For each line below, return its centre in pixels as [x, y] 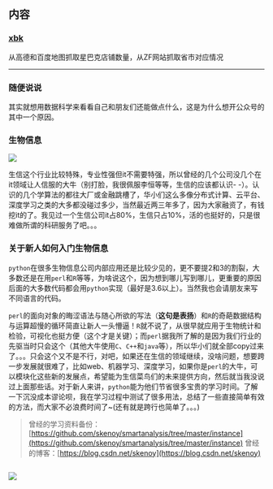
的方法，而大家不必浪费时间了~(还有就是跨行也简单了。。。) [104, 407]
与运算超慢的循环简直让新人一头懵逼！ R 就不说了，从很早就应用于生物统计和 [135, 325]
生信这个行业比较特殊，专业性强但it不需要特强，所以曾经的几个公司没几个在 [135, 175]
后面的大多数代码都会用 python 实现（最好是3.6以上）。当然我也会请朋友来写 [133, 288]
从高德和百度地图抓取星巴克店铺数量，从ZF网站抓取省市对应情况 [116, 57]
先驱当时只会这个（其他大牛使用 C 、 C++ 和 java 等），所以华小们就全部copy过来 [136, 346]
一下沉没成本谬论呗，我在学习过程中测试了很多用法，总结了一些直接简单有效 [136, 396]
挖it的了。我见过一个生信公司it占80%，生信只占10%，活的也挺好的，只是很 [134, 215]
